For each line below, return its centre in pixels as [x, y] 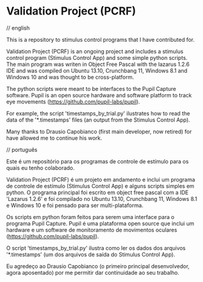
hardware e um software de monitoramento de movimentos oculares [92, 230]
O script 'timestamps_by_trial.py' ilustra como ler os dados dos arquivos [96, 248]
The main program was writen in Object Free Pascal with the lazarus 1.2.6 [98, 64]
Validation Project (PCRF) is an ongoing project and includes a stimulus [95, 51]
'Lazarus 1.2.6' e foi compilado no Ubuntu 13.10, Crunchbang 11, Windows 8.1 [102, 198]
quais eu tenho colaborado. [41, 168]
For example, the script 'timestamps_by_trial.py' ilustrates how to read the [98, 113]
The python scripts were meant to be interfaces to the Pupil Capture [91, 88]
